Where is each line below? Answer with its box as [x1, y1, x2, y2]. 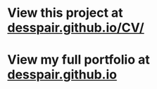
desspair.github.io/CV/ [7, 20, 144, 36]
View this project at [7, 5, 123, 21]
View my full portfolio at [7, 52, 150, 68]
